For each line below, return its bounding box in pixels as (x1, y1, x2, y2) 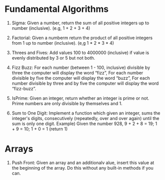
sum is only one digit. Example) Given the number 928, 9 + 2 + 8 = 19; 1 (11, 120, 158, 126)
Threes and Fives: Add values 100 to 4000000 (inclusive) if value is (11, 50, 149, 56)
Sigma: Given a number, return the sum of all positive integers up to (11, 20, 149, 26)
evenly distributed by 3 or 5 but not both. (11, 55, 95, 60)
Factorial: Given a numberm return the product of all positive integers (11, 35, 153, 41)
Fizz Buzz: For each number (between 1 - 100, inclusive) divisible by (11, 64, 150, 70)
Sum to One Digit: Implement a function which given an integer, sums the (11, 110, 161, 116)
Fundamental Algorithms (4, 3, 109, 15)
